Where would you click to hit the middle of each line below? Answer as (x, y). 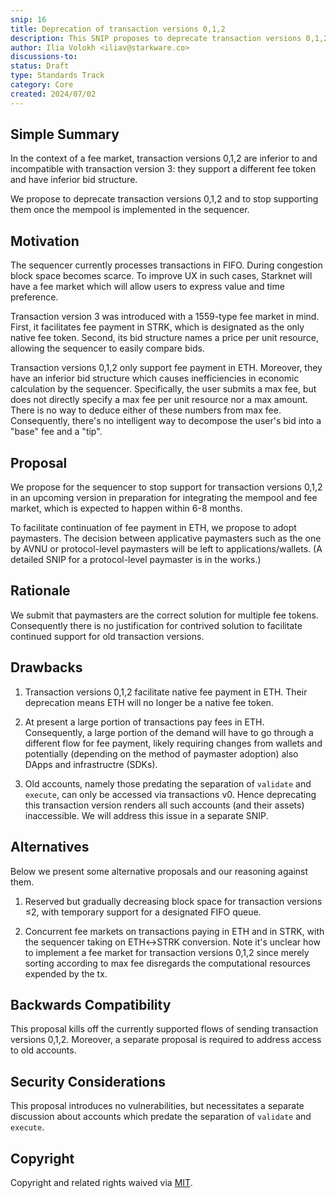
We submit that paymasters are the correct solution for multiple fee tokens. (165, 615)
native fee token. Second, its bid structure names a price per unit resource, (164, 338)
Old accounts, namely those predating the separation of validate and (168, 783)
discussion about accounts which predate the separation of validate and (161, 1117)
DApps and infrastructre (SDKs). (91, 764)
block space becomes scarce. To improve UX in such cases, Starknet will (161, 276)
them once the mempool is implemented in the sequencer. (130, 210)
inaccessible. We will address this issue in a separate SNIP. (146, 815)
